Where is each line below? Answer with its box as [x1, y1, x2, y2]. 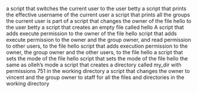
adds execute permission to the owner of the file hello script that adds [6, 30, 177, 37]
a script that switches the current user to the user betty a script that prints [6, 5, 187, 12]
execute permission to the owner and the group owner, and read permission [6, 36, 191, 43]
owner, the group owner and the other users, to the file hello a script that [6, 49, 183, 55]
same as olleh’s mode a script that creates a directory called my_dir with [6, 61, 182, 68]
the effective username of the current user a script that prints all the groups [6, 11, 190, 18]
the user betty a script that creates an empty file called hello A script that [6, 24, 185, 31]
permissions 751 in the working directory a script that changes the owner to [6, 68, 190, 74]
